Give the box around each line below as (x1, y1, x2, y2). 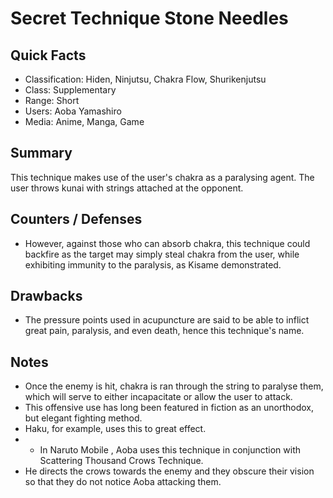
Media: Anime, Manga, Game (24, 116, 145, 127)
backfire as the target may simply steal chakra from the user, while (24, 248, 300, 260)
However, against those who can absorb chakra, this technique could (24, 237, 311, 249)
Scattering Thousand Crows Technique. (39, 455, 204, 467)
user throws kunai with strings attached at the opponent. (10, 182, 244, 194)
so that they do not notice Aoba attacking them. (24, 476, 222, 488)
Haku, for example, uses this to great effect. (24, 423, 207, 435)
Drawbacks (10, 288, 83, 305)
